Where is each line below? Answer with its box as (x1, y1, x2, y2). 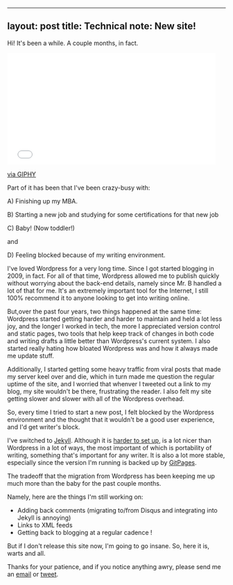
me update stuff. (7, 352, 54, 360)
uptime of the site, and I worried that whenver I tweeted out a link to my (7, 379, 212, 388)
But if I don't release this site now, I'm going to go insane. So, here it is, (7, 541, 210, 550)
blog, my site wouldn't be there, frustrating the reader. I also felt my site (7, 387, 212, 395)
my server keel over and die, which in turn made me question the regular (7, 372, 215, 381)
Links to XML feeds (17, 520, 73, 529)
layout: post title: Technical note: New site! (7, 20, 196, 32)
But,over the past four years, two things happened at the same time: (7, 307, 202, 315)
